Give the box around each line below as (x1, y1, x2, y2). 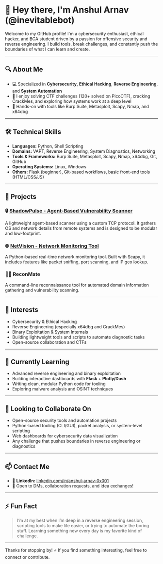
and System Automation (12, 88, 62, 94)
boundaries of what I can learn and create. (5, 46, 90, 52)
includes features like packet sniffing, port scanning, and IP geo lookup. (5, 259, 148, 265)
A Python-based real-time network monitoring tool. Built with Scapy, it (5, 254, 145, 259)
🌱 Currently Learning (5, 358, 69, 366)
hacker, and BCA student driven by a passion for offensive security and (5, 36, 147, 42)
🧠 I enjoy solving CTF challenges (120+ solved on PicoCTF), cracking (12, 93, 150, 99)
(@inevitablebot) (5, 15, 75, 26)
